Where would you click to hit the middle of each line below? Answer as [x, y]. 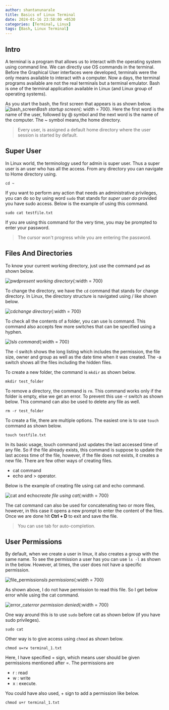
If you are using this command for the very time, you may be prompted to [81, 222]
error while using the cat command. [42, 595]
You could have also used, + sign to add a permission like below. [72, 693]
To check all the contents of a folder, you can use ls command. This [75, 321]
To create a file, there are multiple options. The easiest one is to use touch [82, 420]
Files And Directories [39, 253]
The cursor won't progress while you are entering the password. [84, 237]
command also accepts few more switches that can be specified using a [80, 326]
